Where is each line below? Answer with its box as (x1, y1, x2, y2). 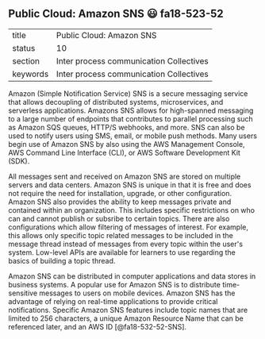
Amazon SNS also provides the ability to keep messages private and (8, 197, 232, 206)
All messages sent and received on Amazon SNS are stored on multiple (8, 171, 241, 181)
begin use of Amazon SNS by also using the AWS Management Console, (8, 139, 245, 148)
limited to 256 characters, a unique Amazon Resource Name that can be (8, 314, 244, 323)
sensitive (8, 288, 38, 298)
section (12, 56, 40, 67)
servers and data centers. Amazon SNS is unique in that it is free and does (8, 179, 252, 190)
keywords (12, 68, 49, 79)
